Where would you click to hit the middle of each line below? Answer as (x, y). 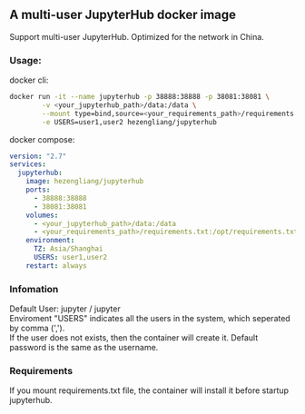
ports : (38, 190)
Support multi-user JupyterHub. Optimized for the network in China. (137, 36)
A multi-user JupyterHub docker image (123, 15)
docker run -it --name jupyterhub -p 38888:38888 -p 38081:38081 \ (140, 97)
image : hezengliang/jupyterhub (85, 182)
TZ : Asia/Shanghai (68, 249)
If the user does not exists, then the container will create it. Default (134, 338)
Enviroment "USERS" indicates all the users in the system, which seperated (150, 319)
